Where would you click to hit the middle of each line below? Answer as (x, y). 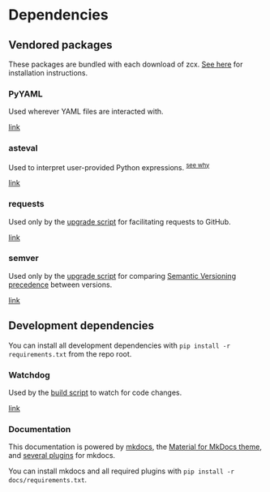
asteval (23, 148)
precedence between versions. (60, 285)
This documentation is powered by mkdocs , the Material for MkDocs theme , (135, 447)
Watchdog (29, 374)
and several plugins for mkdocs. (62, 456)
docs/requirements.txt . (48, 480)
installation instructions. (48, 73)
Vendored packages (60, 45)
